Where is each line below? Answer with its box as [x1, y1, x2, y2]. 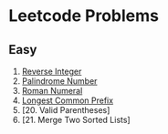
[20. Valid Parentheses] [21, 105, 110, 115]
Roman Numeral [21, 86, 83, 96]
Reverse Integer [21, 66, 82, 77]
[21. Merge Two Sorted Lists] [21, 115, 131, 125]
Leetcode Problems [8, 5, 159, 26]
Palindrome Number [21, 76, 98, 87]
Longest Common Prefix [21, 95, 114, 106]
